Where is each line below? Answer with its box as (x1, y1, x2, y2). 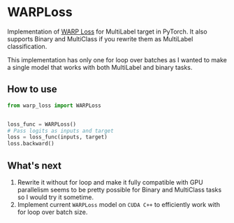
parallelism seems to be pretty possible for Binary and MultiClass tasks (17, 185, 222, 194)
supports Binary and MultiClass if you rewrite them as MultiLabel (7, 34, 193, 43)
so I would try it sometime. (17, 193, 94, 201)
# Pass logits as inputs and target (7, 127, 114, 134)
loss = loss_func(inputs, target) (7, 134, 108, 141)
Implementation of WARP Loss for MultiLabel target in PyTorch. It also (7, 27, 207, 36)
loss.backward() (7, 141, 54, 148)
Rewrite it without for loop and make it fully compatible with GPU (17, 178, 204, 186)
